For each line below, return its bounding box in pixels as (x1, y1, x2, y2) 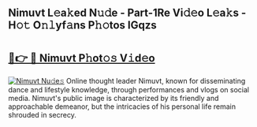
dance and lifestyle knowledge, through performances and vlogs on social (8, 85, 250, 94)
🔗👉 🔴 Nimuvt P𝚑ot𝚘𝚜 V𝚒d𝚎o (8, 51, 155, 65)
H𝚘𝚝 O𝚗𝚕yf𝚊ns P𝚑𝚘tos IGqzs (8, 19, 157, 32)
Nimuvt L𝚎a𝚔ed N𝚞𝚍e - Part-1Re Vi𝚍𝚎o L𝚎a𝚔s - (8, 6, 247, 20)
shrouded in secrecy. (8, 110, 76, 119)
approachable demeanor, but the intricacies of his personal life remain (8, 102, 237, 111)
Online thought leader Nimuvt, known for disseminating (65, 77, 246, 85)
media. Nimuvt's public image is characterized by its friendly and (8, 94, 219, 103)
